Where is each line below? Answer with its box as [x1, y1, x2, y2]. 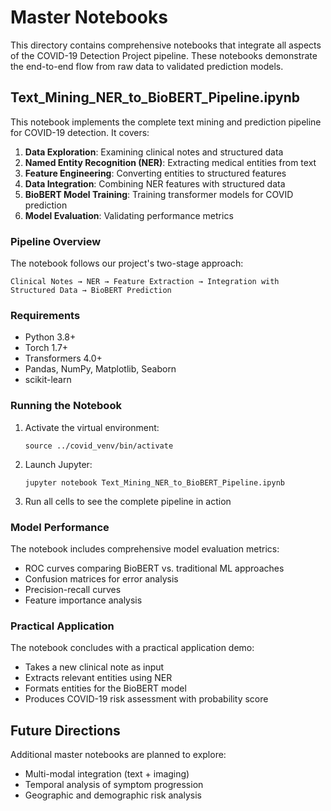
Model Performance [10, 520, 110, 534]
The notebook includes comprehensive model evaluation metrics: [10, 542, 280, 555]
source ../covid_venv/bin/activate [24, 441, 174, 451]
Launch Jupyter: [24, 458, 93, 470]
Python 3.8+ [24, 331, 77, 343]
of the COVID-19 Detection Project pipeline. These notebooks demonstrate [10, 49, 318, 61]
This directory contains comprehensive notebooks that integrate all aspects [10, 39, 322, 51]
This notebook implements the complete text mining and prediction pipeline [10, 116, 322, 128]
